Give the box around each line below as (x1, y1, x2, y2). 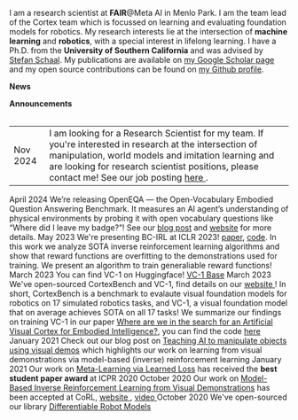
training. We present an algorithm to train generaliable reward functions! (9, 260, 272, 270)
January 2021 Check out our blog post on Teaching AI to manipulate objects (9, 335, 287, 346)
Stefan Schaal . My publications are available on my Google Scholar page (9, 55, 275, 65)
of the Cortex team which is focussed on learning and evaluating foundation (9, 17, 286, 27)
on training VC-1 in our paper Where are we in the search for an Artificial (9, 316, 273, 327)
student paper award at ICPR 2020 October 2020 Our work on (9, 372, 239, 384)
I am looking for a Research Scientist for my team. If (48, 128, 264, 139)
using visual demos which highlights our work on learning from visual (9, 345, 263, 355)
